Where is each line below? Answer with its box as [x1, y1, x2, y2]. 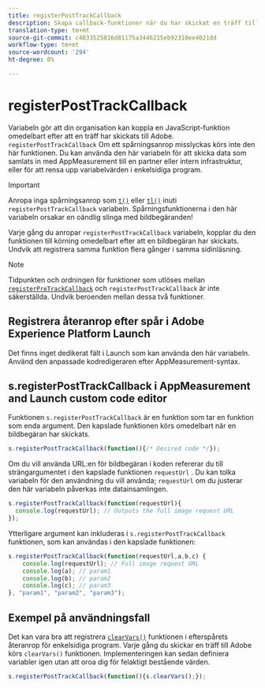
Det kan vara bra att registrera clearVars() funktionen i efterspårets [8, 632, 229, 641]
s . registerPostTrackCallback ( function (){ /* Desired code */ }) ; [8, 444, 221, 453]
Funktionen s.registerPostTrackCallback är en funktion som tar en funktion [8, 413, 254, 422]
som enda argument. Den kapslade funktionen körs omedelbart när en [8, 421, 237, 431]
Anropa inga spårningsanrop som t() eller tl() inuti [8, 195, 177, 205]
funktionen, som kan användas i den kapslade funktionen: [8, 537, 196, 546]
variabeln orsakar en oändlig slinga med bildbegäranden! [8, 212, 193, 221]
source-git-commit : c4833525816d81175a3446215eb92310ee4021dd [8, 33, 217, 42]
